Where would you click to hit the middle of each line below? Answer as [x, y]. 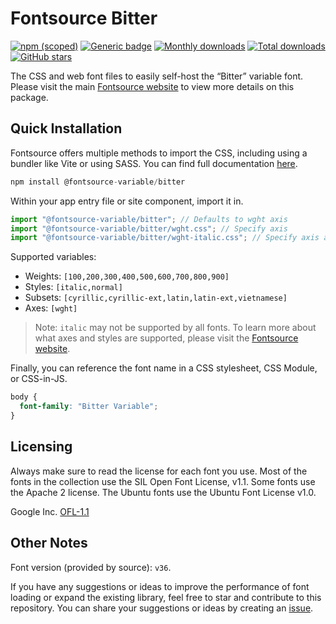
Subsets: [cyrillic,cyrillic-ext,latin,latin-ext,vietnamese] [156, 298]
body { [24, 397]
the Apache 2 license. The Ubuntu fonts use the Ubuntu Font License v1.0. [163, 492]
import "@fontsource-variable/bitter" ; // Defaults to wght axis [149, 219]
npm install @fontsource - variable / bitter [98, 182]
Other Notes [49, 543]
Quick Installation [66, 128]
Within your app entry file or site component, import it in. [127, 201]
